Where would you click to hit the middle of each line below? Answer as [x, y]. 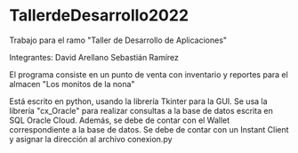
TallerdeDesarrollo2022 [99, 16]
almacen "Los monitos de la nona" [72, 84]
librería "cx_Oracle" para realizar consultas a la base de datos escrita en [141, 110]
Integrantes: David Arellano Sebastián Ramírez [94, 57]
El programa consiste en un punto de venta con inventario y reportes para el [149, 74]
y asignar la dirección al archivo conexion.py [91, 139]
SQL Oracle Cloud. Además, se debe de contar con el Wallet [120, 120]
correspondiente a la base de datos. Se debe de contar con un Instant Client [149, 129]
